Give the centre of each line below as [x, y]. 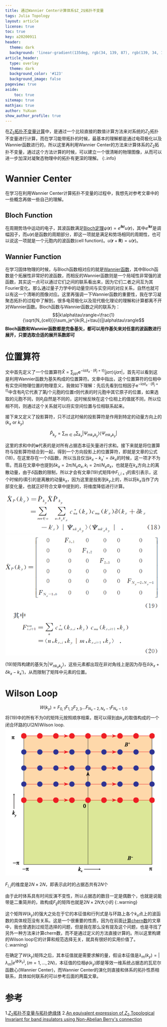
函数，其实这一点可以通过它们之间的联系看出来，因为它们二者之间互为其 [79, 282]
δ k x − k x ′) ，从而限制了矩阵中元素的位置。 [47, 673]
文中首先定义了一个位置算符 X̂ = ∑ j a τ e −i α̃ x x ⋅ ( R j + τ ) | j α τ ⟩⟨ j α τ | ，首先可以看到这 [82, 372]
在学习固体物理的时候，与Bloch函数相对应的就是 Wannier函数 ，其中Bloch [80, 269]
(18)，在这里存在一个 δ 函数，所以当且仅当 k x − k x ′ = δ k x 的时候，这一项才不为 [83, 459]
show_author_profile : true [33, 116]
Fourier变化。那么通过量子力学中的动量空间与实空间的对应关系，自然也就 [80, 288]
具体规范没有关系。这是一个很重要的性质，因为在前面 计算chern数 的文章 [87, 921]
